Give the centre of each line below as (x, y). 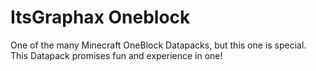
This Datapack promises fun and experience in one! (116, 55)
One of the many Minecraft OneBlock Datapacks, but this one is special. (158, 45)
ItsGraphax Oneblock (100, 17)
